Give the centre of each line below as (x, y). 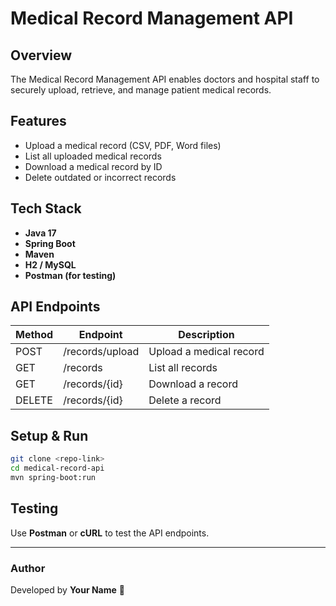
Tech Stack (46, 208)
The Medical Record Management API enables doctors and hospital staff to (165, 79)
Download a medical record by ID (93, 166)
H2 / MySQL (50, 264)
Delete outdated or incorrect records (100, 177)
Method (34, 335)
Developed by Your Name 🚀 (67, 589)
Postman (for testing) (70, 275)
